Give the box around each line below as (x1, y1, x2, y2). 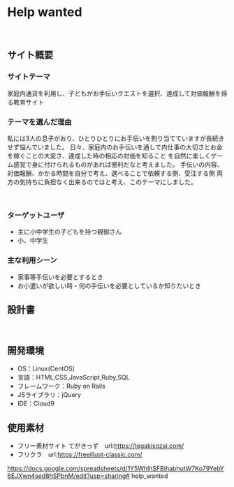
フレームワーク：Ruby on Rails (17, 382, 106, 391)
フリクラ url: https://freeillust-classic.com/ (17, 450, 142, 458)
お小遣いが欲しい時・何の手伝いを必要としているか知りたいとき (17, 281, 201, 290)
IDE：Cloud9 (17, 399, 54, 408)
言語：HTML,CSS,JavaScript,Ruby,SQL (17, 373, 131, 382)
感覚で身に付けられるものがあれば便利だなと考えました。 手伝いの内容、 (13, 160, 224, 168)
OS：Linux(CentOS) (17, 364, 75, 373)
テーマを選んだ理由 (7, 117, 72, 126)
